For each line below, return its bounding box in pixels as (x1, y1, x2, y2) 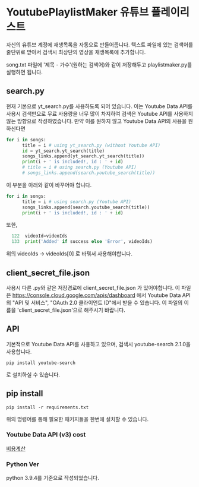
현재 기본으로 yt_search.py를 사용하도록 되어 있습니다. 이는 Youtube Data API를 (6, 102, 193, 110)
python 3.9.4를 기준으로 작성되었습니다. (6, 475, 99, 482)
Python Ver (6, 460, 40, 468)
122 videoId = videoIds (11, 233, 68, 239)
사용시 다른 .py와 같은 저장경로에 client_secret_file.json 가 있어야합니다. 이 (6, 284, 180, 291)
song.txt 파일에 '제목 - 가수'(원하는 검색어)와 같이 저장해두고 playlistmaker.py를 (6, 61, 192, 68)
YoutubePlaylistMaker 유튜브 (6, 5, 149, 19)
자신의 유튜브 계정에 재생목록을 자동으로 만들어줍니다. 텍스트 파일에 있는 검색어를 (6, 41, 194, 48)
